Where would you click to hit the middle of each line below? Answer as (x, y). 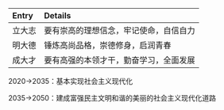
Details (58, 15)
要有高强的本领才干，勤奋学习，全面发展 (120, 60)
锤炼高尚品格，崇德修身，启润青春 (108, 45)
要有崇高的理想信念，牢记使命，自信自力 (120, 30)
